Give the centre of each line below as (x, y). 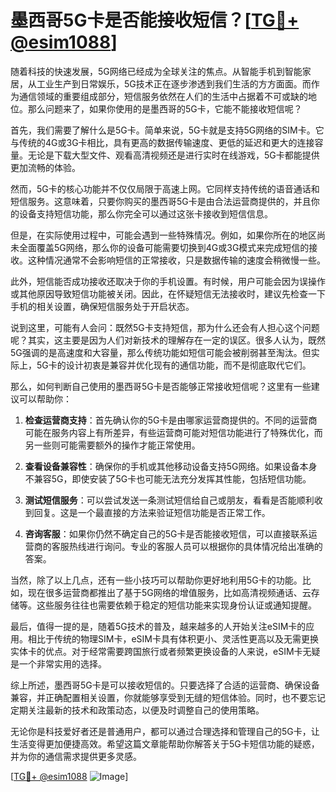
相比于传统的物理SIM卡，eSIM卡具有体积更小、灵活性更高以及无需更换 (173, 638)
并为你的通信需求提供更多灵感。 (76, 756)
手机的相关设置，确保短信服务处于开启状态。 (102, 306)
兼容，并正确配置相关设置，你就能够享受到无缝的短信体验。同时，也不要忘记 (168, 697)
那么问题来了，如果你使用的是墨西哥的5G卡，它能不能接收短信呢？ (165, 108)
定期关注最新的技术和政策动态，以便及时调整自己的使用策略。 (137, 710)
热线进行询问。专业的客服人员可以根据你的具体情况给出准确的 (195, 546)
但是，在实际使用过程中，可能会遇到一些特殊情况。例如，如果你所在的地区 (163, 235)
